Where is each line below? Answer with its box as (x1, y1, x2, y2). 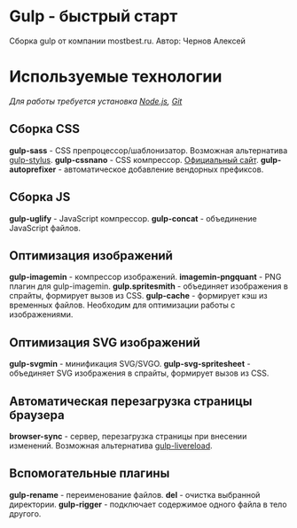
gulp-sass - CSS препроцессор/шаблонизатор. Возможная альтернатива (9, 144, 288, 156)
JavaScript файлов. (9, 222, 82, 233)
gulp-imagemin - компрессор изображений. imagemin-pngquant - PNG (9, 272, 282, 283)
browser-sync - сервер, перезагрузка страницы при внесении (9, 431, 247, 441)
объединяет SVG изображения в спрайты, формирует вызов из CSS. (9, 368, 270, 378)
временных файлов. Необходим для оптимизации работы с (9, 299, 236, 311)
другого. (9, 508, 42, 519)
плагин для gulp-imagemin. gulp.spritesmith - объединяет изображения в (9, 281, 288, 291)
